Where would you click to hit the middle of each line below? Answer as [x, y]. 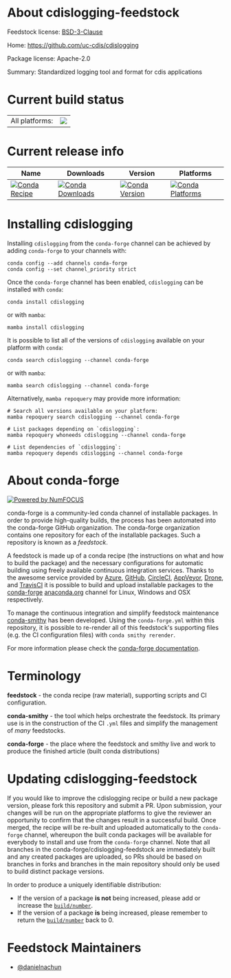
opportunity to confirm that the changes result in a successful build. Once [112, 820]
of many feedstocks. [36, 730]
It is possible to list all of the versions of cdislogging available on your [106, 340]
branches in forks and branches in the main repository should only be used [113, 864]
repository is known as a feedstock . [58, 542]
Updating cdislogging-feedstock [102, 778]
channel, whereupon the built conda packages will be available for [118, 835]
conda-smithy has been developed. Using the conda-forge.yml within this [111, 620]
